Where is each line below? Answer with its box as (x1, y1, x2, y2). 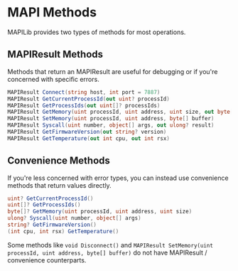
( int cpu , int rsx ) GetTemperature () (7, 228, 119, 235)
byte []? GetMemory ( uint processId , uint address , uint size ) (7, 208, 193, 216)
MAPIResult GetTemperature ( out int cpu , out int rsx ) (7, 134, 171, 142)
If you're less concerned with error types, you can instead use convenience (7, 174, 229, 182)
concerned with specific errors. (7, 75, 99, 83)
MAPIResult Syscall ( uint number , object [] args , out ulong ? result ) (7, 122, 215, 129)
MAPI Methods (7, 4, 97, 21)
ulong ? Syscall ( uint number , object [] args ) (7, 215, 141, 222)
